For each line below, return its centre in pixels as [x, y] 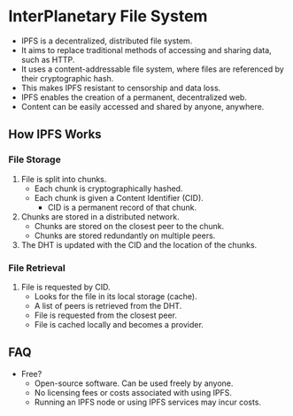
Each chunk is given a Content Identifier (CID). [119, 197]
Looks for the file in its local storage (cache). [116, 296]
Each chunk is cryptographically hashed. [108, 189]
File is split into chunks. [64, 179]
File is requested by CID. [66, 287]
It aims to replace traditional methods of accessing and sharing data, [146, 50]
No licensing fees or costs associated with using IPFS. [133, 392]
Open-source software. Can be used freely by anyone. [134, 383]
